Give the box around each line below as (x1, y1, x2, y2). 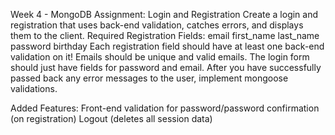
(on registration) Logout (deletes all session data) (10, 113, 213, 124)
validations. (10, 83, 58, 94)
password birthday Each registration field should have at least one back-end (10, 40, 325, 52)
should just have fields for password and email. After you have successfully (10, 62, 322, 73)
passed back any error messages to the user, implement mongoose (10, 72, 289, 84)
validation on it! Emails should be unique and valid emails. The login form (10, 51, 310, 63)
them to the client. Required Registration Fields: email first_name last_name (10, 30, 320, 41)
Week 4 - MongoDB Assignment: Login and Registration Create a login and (10, 9, 319, 20)
